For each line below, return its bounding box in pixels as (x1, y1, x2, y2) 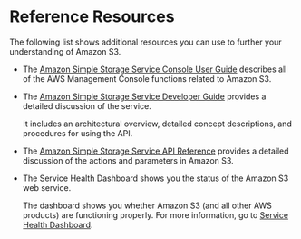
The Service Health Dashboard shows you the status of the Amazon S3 (22, 173, 289, 184)
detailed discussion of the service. (22, 100, 151, 111)
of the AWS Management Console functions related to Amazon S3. (22, 73, 272, 84)
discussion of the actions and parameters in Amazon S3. (22, 154, 234, 165)
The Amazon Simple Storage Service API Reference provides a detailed (22, 145, 289, 156)
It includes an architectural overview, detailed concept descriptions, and (22, 118, 292, 129)
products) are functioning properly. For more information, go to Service (22, 209, 288, 220)
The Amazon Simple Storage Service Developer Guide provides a (22, 91, 267, 102)
